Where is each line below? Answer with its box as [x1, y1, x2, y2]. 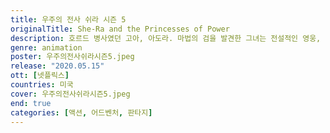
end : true [10, 98, 52, 108]
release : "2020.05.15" [10, 61, 105, 71]
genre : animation [10, 42, 83, 53]
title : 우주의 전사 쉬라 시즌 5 [10, 14, 127, 25]
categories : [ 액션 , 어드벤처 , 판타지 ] [10, 107, 153, 118]
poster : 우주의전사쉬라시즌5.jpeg [10, 52, 135, 62]
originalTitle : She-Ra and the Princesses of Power [10, 24, 230, 34]
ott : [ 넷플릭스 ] [10, 71, 70, 81]
